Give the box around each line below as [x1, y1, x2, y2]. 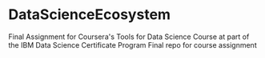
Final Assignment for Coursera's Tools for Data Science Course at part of [8, 32, 250, 41]
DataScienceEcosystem [8, 6, 171, 24]
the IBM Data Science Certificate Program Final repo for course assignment [8, 40, 258, 49]
